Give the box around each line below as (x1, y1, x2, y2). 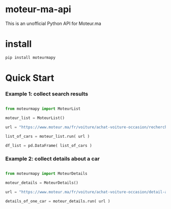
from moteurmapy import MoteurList (5, 106, 81, 111)
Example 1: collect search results (5, 90, 88, 97)
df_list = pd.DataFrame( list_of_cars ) (5, 143, 93, 148)
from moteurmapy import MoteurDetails (5, 171, 88, 176)
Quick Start (5, 72, 54, 83)
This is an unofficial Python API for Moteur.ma (5, 20, 102, 26)
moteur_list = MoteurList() (5, 115, 65, 121)
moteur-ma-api (5, 4, 71, 15)
